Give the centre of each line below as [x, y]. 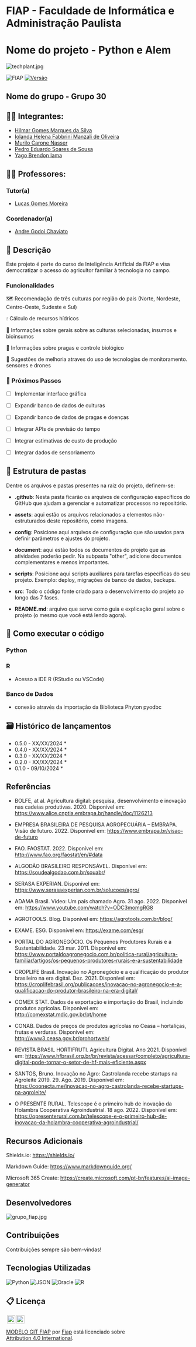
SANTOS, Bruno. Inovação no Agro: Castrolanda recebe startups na [96, 1074]
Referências [29, 787]
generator [18, 1184]
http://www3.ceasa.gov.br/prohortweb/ [62, 1038]
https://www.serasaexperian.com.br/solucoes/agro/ [77, 890]
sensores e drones [29, 366]
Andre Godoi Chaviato [41, 232]
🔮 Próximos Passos [34, 381]
